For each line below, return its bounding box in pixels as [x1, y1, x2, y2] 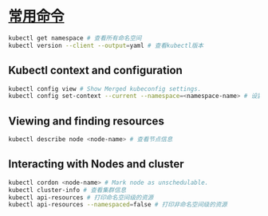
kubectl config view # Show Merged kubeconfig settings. [8, 84, 202, 92]
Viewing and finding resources [8, 114, 165, 128]
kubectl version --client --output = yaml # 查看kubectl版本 [8, 41, 204, 49]
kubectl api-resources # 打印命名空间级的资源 [8, 193, 154, 202]
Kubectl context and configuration [8, 64, 183, 77]
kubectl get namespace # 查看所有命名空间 [8, 33, 142, 42]
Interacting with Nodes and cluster [8, 157, 185, 171]
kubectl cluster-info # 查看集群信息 [8, 186, 127, 194]
